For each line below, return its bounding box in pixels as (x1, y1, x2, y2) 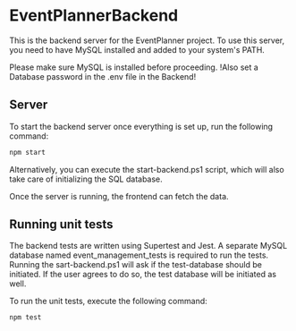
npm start (9, 148, 47, 157)
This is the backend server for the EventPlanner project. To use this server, (9, 35, 285, 46)
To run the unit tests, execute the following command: (9, 296, 207, 307)
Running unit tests (9, 216, 114, 233)
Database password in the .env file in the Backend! (9, 71, 197, 81)
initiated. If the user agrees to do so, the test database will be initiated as (9, 269, 277, 280)
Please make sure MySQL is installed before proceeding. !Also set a (9, 62, 259, 72)
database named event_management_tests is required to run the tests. (9, 250, 269, 260)
